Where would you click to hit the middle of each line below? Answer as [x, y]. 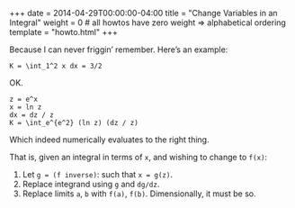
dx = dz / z [31, 115]
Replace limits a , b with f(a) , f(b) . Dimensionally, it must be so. [139, 194]
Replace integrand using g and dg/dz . [91, 184]
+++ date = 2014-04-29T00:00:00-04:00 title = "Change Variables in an [143, 13]
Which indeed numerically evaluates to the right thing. [109, 140]
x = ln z [26, 107]
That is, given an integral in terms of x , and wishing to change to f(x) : [139, 157]
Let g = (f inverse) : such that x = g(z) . [98, 174]
